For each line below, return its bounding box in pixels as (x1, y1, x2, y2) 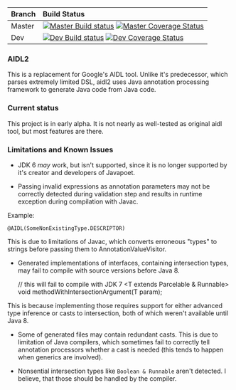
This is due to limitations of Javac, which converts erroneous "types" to (7, 237, 218, 246)
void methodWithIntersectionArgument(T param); (17, 288, 163, 296)
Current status (7, 103, 59, 113)
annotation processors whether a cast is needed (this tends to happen (17, 345, 224, 354)
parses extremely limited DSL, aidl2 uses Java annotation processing (7, 78, 210, 86)
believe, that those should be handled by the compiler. (17, 374, 177, 383)
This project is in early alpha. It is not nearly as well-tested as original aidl (7, 119, 222, 127)
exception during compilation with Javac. (17, 197, 139, 206)
